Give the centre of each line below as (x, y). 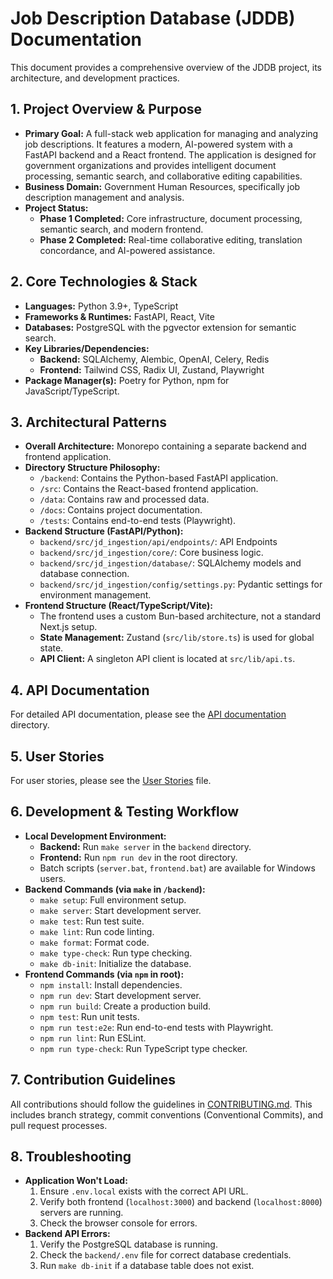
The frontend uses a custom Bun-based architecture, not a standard (180, 616)
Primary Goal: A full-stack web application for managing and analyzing (171, 133)
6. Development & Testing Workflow (125, 812)
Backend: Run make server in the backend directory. (145, 846)
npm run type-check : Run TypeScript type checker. (143, 1048)
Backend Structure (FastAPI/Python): (104, 531)
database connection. (84, 574)
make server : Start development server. (120, 910)
